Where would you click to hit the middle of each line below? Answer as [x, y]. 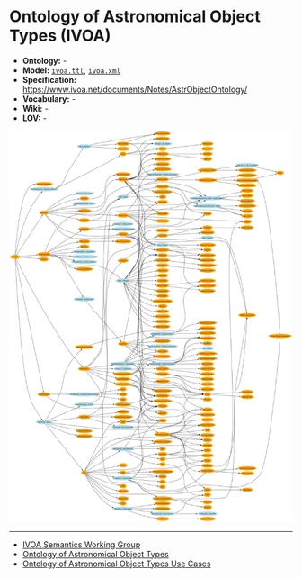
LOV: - [35, 118]
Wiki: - [36, 108]
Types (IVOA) [60, 36]
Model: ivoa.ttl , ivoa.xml [71, 70]
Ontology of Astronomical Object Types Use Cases [116, 564]
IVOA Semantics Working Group [81, 544]
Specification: [49, 79]
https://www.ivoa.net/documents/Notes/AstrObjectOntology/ [135, 89]
